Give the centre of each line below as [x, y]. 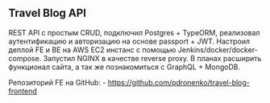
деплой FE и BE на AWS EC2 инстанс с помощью [92, 49]
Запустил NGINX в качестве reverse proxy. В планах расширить [152, 58]
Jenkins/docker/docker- [218, 49]
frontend [23, 91]
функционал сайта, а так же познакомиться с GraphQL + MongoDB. [124, 67]
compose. [25, 58]
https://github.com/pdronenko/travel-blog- [179, 82]
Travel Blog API [48, 13]
